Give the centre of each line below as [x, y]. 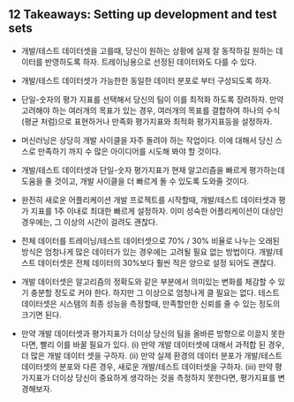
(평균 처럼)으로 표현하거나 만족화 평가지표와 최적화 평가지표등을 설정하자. [147, 121]
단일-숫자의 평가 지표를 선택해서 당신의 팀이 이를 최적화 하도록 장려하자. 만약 [152, 99]
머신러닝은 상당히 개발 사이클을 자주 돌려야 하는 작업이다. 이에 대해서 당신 [147, 140]
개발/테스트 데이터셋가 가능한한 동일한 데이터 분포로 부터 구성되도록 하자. [146, 80]
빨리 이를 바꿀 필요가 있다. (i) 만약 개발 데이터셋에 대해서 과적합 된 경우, [162, 345]
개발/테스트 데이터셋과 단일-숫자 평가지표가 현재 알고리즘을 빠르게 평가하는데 [153, 170]
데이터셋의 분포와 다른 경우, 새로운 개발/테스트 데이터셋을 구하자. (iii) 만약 [147, 367]
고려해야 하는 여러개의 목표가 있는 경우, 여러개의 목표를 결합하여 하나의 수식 [151, 110]
